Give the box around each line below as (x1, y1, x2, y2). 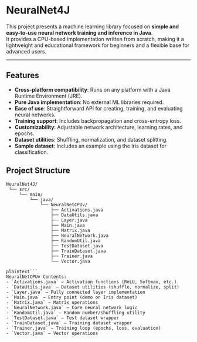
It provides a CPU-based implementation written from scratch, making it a (6, 35, 184, 42)
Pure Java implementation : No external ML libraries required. (14, 98, 164, 106)
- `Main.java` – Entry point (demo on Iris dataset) (6, 294, 138, 300)
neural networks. (14, 111, 56, 118)
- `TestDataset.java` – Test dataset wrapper (6, 315, 119, 321)
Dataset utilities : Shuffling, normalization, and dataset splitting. (14, 136, 168, 143)
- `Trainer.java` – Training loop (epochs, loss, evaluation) (6, 325, 161, 331)
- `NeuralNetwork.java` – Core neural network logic (6, 304, 138, 310)
